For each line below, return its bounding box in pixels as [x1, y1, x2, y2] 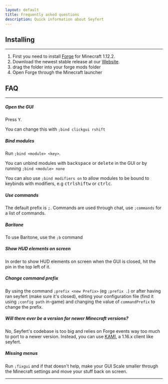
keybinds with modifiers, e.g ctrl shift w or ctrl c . [5, 180, 112, 186]
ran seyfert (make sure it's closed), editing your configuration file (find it [5, 293, 154, 299]
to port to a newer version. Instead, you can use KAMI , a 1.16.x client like [5, 333, 153, 339]
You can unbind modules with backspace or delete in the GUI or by [5, 160, 147, 166]
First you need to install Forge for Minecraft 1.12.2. [12, 53, 115, 59]
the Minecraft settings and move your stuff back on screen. [5, 368, 127, 374]
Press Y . [5, 116, 22, 122]
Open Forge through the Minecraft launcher [12, 69, 102, 75]
